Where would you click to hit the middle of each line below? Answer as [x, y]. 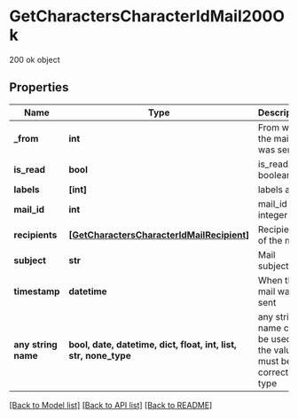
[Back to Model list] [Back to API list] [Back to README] [111, 405]
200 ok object [35, 59]
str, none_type [100, 355]
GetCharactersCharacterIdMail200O [147, 16]
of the [270, 240]
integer [273, 214]
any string [35, 345]
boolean [275, 175]
